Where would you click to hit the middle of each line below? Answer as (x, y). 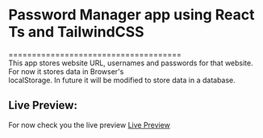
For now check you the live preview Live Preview (90, 125)
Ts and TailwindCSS (76, 32)
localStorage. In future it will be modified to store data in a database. (122, 80)
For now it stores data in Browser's (66, 71)
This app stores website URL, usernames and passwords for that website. (131, 63)
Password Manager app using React (132, 15)
